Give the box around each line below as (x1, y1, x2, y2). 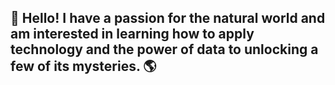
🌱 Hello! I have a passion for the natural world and (10, 10, 326, 27)
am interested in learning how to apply (10, 26, 255, 43)
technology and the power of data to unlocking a (10, 41, 319, 58)
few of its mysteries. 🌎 (10, 58, 157, 75)
